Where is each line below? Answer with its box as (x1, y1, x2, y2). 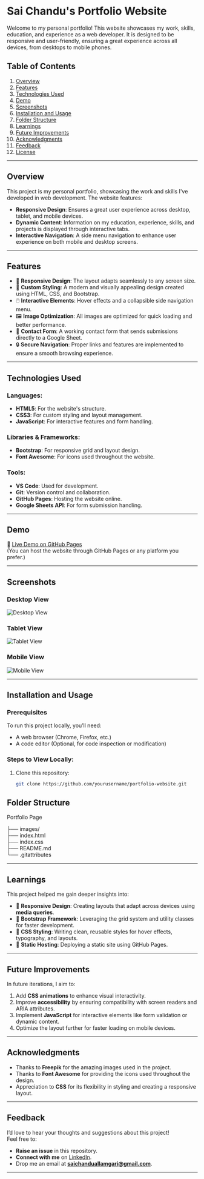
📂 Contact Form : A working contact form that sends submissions (15, 327, 178, 335)
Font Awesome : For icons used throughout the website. (15, 453, 155, 460)
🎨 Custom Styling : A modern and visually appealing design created (15, 284, 184, 291)
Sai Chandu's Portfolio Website (7, 4, 167, 18)
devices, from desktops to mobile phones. (7, 44, 112, 51)
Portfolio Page (7, 814, 42, 821)
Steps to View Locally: (7, 755, 74, 764)
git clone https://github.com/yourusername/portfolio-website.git (15, 781, 187, 787)
